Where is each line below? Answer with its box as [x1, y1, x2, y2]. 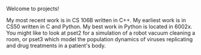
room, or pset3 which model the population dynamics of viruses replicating [6, 36, 193, 42]
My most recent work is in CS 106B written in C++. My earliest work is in [6, 17, 186, 23]
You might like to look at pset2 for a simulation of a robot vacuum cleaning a [6, 29, 196, 36]
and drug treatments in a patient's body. [6, 42, 106, 49]
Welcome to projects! [6, 5, 59, 12]
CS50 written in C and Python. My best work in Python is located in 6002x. [6, 23, 193, 30]
